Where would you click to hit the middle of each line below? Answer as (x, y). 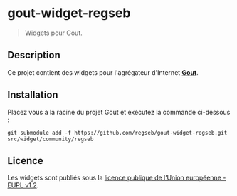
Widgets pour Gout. (54, 33)
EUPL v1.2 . (23, 185)
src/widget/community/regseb (51, 139)
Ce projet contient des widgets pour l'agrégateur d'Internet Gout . (103, 72)
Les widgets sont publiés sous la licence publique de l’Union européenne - (117, 178)
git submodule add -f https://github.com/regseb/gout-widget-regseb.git (117, 133)
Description (34, 55)
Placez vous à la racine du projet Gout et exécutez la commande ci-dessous (119, 112)
